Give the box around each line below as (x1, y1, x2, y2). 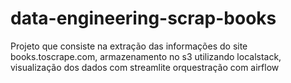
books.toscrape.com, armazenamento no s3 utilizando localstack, (10, 50, 282, 62)
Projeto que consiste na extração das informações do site (10, 40, 248, 52)
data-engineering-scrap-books (10, 7, 277, 30)
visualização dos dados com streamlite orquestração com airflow (10, 61, 280, 73)
